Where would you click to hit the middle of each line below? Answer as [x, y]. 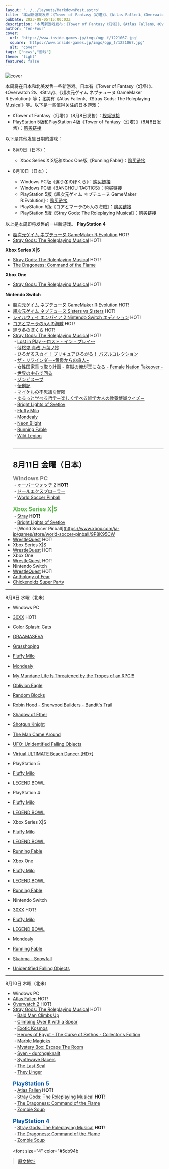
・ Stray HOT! [26, 516]
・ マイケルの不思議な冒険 [39, 392]
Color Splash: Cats [32, 627]
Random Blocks [29, 695]
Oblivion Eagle [27, 686]
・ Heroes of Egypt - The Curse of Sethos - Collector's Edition [76, 1035]
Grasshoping [26, 646]
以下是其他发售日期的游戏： [34, 139]
